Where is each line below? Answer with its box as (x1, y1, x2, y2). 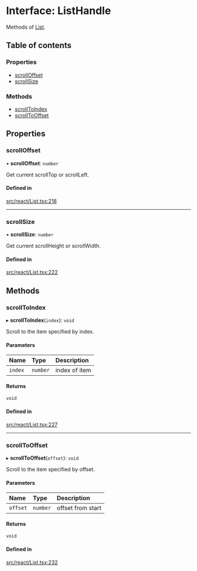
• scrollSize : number (6, 231, 54, 238)
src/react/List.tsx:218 (6, 198, 57, 205)
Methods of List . (6, 23, 46, 30)
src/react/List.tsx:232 (6, 559, 58, 566)
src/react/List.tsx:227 (6, 421, 58, 428)
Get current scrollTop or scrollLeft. (6, 171, 89, 178)
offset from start (56, 504, 101, 512)
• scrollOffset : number (6, 159, 59, 166)
